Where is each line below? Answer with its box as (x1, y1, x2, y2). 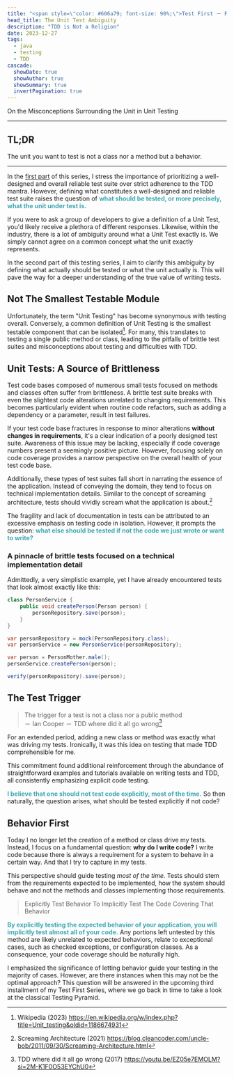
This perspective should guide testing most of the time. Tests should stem (7, 872, 219, 880)
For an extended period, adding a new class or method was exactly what (7, 733, 216, 741)
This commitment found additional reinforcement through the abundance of (7, 762, 224, 770)
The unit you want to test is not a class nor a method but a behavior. (7, 152, 202, 160)
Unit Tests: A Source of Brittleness (7, 363, 160, 375)
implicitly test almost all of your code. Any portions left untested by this (7, 928, 215, 936)
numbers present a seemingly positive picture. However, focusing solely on (7, 446, 223, 455)
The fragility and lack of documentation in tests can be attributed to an (7, 511, 210, 519)
